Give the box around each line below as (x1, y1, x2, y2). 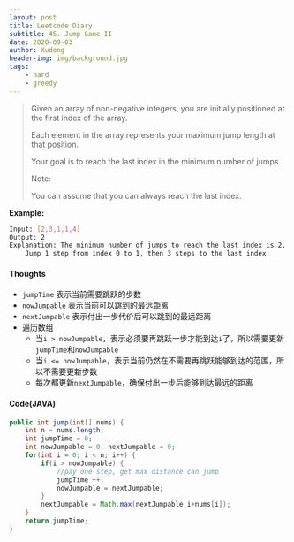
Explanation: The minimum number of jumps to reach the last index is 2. (9, 240, 287, 250)
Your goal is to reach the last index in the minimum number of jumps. (30, 156, 281, 166)
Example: (9, 207, 45, 218)
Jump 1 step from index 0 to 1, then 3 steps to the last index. (25, 249, 271, 258)
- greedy (25, 79, 57, 88)
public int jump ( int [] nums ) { (9, 417, 124, 427)
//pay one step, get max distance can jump (56, 467, 219, 476)
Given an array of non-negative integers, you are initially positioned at (30, 103, 285, 113)
